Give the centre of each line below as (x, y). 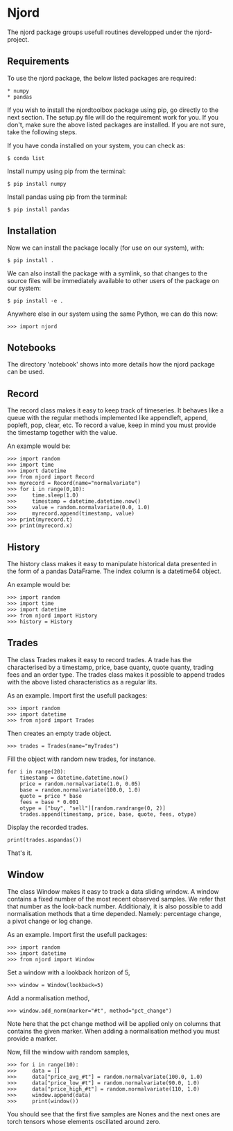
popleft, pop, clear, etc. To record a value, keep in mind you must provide (112, 425)
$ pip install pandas (38, 209)
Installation (32, 231)
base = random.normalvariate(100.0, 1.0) (80, 790)
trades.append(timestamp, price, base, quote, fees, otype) (108, 814)
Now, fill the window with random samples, (68, 1052)
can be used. (26, 372)
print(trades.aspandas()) (44, 840)
